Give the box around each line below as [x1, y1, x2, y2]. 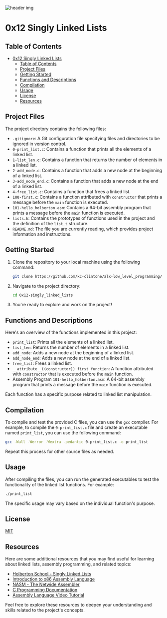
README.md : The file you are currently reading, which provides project [12, 226, 154, 232]
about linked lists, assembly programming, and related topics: [5, 561, 132, 567]
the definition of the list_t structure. [12, 220, 89, 226]
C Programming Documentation [12, 587, 78, 593]
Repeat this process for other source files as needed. [5, 448, 115, 454]
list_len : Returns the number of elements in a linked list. [12, 344, 130, 350]
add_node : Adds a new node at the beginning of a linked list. [12, 350, 135, 356]
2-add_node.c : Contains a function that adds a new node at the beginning [12, 167, 163, 173]
